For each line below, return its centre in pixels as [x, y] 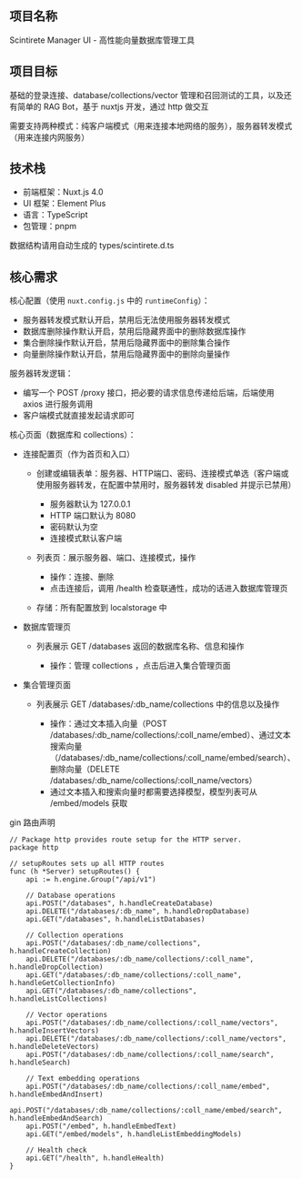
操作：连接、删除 [82, 577]
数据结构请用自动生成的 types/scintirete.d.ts [92, 246]
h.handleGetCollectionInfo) [63, 983]
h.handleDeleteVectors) [55, 1047]
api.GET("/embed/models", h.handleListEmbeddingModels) [134, 1134]
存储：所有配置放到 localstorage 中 [101, 608]
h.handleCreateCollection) [60, 952]
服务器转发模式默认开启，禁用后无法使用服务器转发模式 [126, 320]
